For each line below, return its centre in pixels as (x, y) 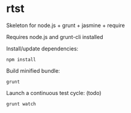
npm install (21, 60)
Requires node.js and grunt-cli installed (55, 37)
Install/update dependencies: (42, 48)
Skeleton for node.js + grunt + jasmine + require (65, 25)
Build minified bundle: (33, 70)
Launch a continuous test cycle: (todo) (54, 93)
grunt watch (21, 104)
